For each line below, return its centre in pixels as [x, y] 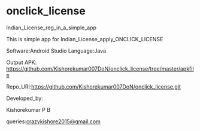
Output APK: [22, 62]
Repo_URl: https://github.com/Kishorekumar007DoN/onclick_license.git [93, 86]
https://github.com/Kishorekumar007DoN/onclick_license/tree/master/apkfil [100, 68]
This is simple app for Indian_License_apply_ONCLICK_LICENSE [85, 39]
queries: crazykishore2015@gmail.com [53, 121]
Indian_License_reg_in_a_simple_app [51, 28]
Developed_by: [25, 98]
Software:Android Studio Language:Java [56, 51]
